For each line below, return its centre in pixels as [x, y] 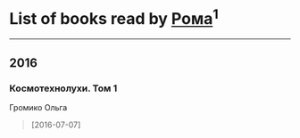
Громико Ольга [38, 107]
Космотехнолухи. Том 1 [63, 88]
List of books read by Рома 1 [114, 17]
